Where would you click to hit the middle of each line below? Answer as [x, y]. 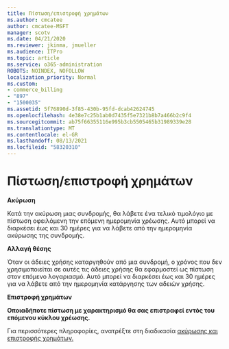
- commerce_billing [35, 90]
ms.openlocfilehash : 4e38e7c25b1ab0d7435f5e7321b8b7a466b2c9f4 [99, 115]
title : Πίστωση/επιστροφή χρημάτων [58, 13]
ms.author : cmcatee [35, 20]
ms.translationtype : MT [41, 128]
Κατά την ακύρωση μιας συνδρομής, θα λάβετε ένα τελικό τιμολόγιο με [110, 213]
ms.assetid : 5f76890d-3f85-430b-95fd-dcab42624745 [81, 109]
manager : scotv [29, 33]
